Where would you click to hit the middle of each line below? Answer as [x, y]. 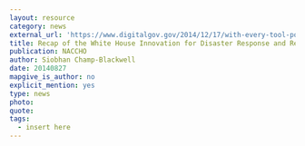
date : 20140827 [38, 69]
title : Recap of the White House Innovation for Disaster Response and [148, 43]
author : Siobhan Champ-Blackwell [73, 60]
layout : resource [42, 18]
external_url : [36, 34]
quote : [22, 111]
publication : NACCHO [49, 52]
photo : [22, 102]
